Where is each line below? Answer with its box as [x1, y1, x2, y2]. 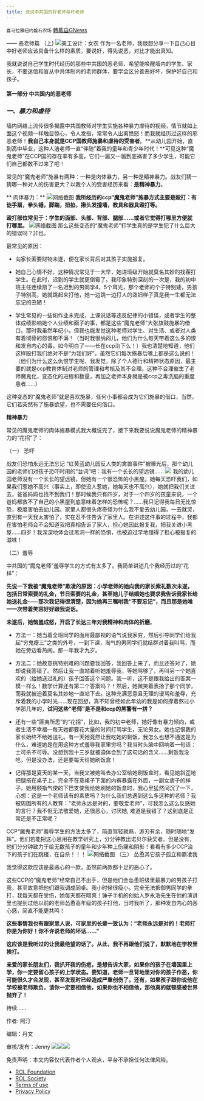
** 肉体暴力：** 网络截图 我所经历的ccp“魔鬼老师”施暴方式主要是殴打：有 [6, 193, 197, 201]
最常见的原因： [6, 242, 44, 250]
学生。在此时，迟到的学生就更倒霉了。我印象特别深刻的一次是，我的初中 [15, 275, 196, 283]
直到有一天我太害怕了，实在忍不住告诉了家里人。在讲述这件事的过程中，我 [6, 513, 192, 521]
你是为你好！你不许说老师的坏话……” [6, 927, 100, 935]
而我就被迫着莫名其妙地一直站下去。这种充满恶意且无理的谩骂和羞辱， [15, 689, 191, 697]
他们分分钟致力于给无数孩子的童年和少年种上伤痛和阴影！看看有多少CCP [6, 843, 188, 850]
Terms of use [15, 1081, 49, 1088]
